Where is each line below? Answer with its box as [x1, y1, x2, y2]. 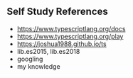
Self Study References [6, 6, 108, 18]
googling [16, 55, 43, 63]
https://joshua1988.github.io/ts [16, 39, 107, 48]
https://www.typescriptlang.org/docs [16, 24, 126, 33]
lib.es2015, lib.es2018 [16, 47, 80, 55]
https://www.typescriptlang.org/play [16, 32, 124, 40]
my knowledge [16, 62, 61, 70]
